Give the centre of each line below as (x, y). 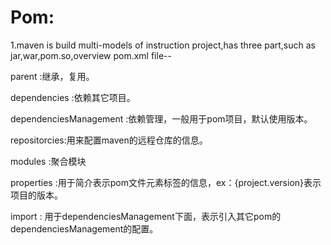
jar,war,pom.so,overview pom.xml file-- (91, 55)
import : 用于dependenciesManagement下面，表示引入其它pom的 (146, 216)
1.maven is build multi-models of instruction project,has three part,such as (163, 45)
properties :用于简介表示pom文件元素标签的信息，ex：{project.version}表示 (166, 182)
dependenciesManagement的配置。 (84, 228)
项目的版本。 (36, 195)
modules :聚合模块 (48, 161)
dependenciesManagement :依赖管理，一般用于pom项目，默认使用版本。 (161, 118)
